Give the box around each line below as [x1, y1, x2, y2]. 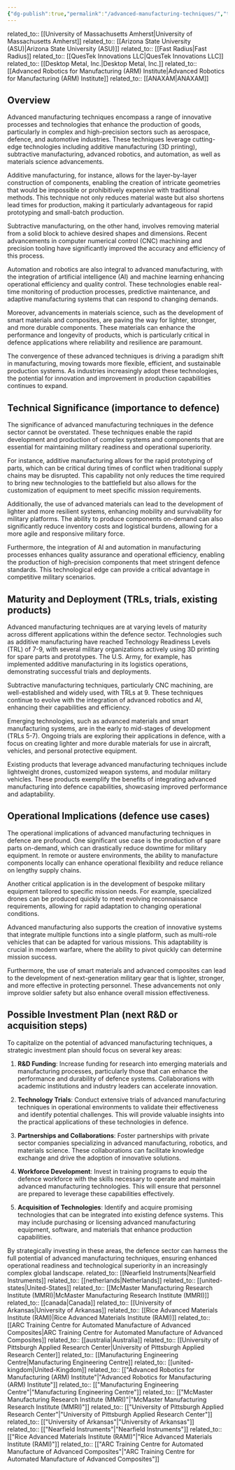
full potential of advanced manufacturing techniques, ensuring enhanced [7, 1254, 218, 1262]
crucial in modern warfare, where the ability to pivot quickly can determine [7, 945, 222, 953]
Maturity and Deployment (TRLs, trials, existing [7, 593, 218, 605]
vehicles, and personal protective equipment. [7, 747, 138, 755]
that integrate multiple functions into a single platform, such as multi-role [7, 930, 217, 938]
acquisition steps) [7, 1020, 87, 1032]
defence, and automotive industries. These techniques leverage [7, 135, 191, 144]
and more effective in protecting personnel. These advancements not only [7, 981, 221, 990]
